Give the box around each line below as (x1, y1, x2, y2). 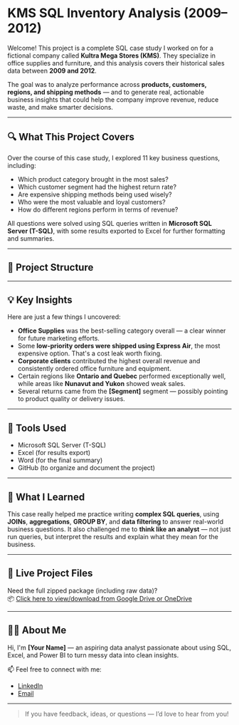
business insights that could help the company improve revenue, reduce (7, 95, 219, 104)
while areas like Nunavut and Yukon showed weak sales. (17, 380, 186, 388)
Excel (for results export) (17, 449, 91, 457)
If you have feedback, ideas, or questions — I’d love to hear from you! (24, 709, 229, 718)
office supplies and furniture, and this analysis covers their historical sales (7, 58, 225, 67)
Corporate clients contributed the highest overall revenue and (17, 357, 201, 365)
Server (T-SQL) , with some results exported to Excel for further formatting (7, 226, 225, 235)
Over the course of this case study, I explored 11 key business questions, (7, 153, 221, 162)
